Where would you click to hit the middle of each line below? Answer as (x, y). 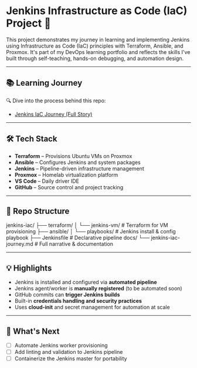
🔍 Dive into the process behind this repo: (56, 101)
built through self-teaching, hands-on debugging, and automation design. (95, 58)
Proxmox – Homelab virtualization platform (66, 175)
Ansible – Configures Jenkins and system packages (77, 162)
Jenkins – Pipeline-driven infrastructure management (79, 168)
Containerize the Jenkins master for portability (71, 359)
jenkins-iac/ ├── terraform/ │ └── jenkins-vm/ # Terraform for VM (87, 225)
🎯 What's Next (33, 331)
